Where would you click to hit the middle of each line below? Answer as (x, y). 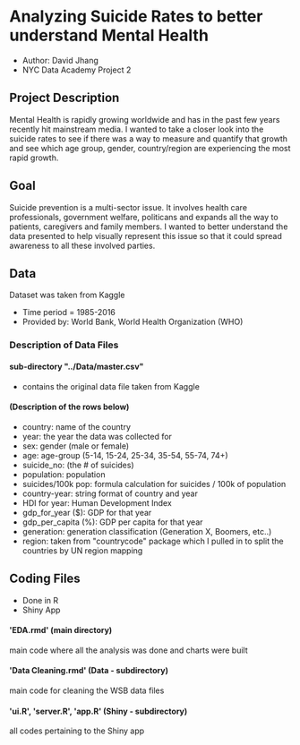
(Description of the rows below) (69, 407)
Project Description (64, 98)
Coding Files (45, 579)
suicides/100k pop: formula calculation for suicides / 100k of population (154, 484)
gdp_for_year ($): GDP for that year (87, 512)
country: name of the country (77, 426)
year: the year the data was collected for (97, 436)
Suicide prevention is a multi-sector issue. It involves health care (129, 207)
